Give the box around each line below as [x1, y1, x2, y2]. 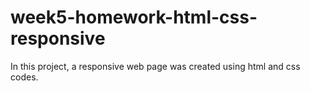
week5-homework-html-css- [10, 6, 258, 29]
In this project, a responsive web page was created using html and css [10, 60, 301, 72]
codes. [10, 71, 39, 83]
